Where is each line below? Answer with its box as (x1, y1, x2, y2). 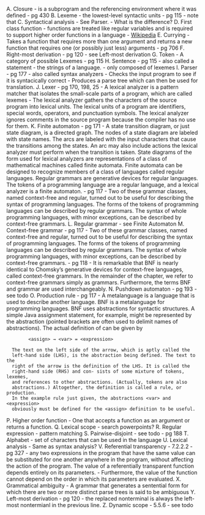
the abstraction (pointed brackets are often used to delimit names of (6, 318, 179, 325)
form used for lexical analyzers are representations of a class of (6, 155, 167, 162)
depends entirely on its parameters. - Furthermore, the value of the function (6, 469, 198, 476)
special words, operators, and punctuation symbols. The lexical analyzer (6, 110, 189, 116)
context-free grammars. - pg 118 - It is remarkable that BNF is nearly (6, 259, 179, 266)
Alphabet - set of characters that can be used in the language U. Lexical (6, 437, 188, 443)
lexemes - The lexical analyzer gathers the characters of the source (6, 96, 177, 104)
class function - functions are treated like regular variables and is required (6, 25, 193, 32)
